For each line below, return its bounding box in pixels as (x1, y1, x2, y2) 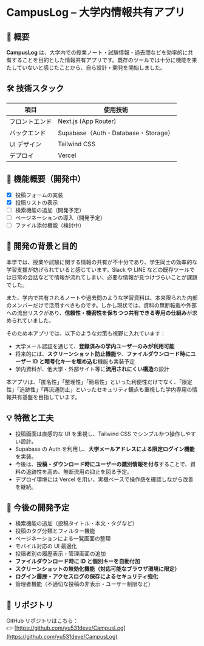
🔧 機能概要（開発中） (6, 174, 86, 184)
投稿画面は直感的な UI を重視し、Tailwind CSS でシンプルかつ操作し (15, 430, 186, 437)
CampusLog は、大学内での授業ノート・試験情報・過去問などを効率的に (6, 49, 188, 56)
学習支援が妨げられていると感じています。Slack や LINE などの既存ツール (6, 266, 190, 273)
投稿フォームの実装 (15, 191, 64, 198)
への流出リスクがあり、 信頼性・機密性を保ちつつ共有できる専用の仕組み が (6, 309, 192, 316)
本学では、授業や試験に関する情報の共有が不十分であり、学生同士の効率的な (6, 258, 198, 266)
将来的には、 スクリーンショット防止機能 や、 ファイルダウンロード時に (15, 350, 191, 357)
